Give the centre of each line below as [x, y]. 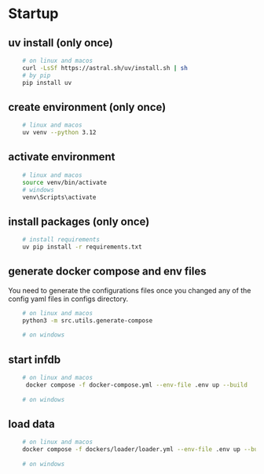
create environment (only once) [87, 107]
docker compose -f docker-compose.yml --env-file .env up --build [136, 385]
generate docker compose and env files [107, 272]
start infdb [35, 360]
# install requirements [61, 240]
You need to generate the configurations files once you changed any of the [130, 290]
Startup [33, 14]
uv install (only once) [61, 43]
